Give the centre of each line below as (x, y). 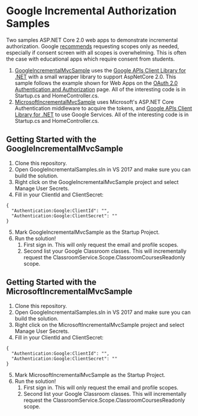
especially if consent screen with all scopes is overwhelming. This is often (96, 52)
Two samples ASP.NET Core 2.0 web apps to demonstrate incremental (92, 40)
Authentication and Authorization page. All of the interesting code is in (100, 89)
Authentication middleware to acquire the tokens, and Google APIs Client (103, 108)
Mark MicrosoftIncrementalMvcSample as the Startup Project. (90, 374)
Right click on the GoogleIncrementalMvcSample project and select (97, 182)
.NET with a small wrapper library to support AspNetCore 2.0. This (95, 77)
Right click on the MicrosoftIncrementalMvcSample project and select (99, 325)
